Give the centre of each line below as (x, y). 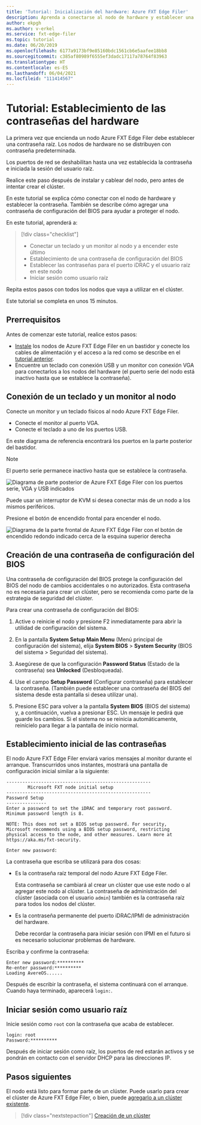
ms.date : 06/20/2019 (32, 46)
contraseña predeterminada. (41, 151)
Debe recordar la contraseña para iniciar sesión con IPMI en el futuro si (103, 933)
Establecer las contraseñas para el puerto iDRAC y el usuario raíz (110, 265)
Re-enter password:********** (44, 968)
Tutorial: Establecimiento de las (86, 108)
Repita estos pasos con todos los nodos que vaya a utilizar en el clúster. (95, 289)
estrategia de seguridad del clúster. (50, 598)
